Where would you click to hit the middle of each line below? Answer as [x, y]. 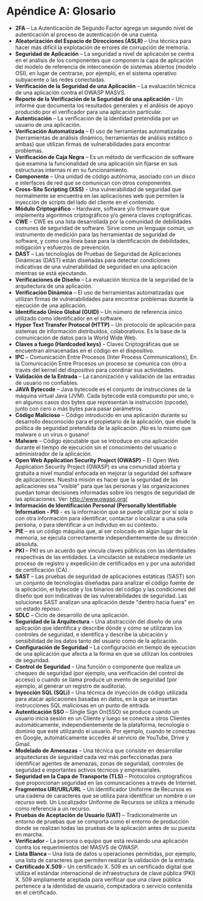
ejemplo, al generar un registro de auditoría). [71, 686]
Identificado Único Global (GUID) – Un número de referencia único [99, 311]
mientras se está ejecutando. [51, 273]
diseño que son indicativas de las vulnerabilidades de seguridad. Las [101, 596]
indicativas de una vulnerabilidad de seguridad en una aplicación [96, 267]
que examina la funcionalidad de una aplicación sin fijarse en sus [96, 163]
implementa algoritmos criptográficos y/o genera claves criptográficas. [104, 215]
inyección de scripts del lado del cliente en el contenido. [85, 202]
